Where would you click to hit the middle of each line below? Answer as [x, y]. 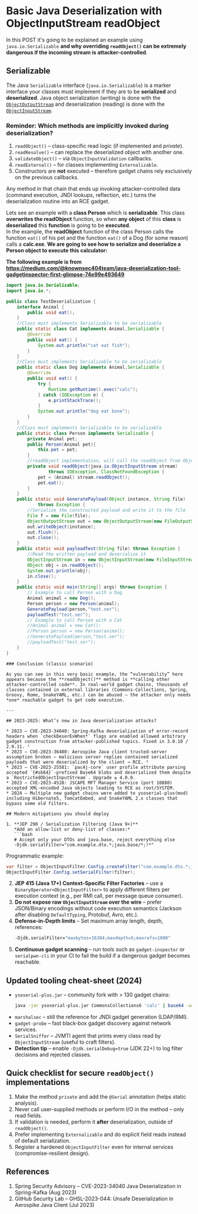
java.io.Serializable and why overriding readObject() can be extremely [96, 46]
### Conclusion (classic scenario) [50, 664]
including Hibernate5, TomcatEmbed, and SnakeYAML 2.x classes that [92, 798]
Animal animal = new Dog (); [62, 598]
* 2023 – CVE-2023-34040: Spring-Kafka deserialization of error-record [97, 731]
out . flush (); [43, 532]
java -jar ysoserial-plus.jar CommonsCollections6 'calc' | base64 [99, 1006]
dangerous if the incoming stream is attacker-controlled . [77, 52]
